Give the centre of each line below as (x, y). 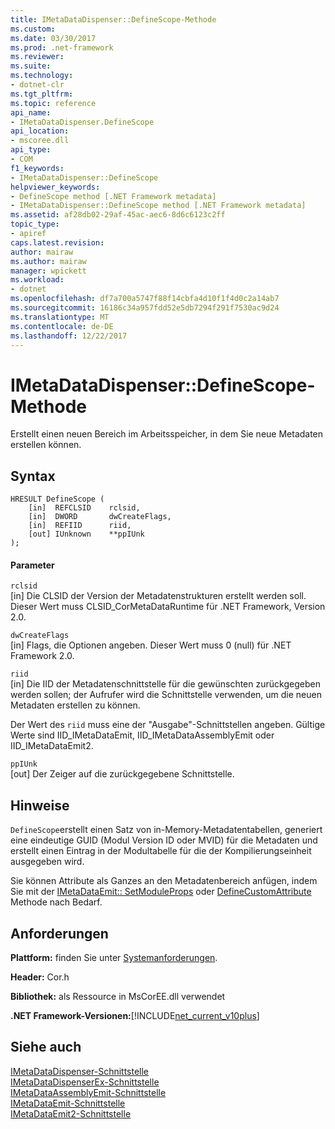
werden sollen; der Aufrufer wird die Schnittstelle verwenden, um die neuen (166, 695)
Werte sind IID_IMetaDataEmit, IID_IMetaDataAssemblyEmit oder (142, 735)
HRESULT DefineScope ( (57, 499)
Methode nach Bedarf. (56, 902)
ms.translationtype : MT (60, 317)
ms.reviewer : (37, 57)
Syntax (33, 476)
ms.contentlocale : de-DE (62, 326)
